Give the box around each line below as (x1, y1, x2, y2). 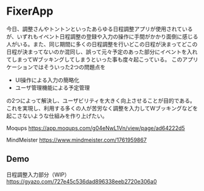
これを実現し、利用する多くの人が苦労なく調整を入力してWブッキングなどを (6, 104, 198, 112)
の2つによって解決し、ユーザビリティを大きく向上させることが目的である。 (6, 96, 196, 104)
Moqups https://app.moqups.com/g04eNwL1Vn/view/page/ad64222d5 (6, 124, 185, 132)
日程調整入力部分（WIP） (6, 171, 70, 178)
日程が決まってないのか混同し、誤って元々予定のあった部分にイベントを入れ (6, 48, 198, 56)
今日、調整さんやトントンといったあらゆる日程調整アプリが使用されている (6, 25, 193, 32)
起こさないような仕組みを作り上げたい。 (6, 112, 108, 120)
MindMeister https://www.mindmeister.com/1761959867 (6, 136, 147, 143)
